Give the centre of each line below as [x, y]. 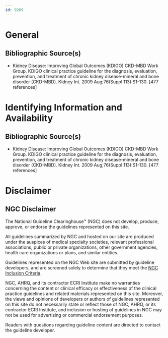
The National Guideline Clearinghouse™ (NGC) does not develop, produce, [82, 221]
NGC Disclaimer [31, 209]
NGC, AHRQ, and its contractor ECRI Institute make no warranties [73, 283]
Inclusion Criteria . [23, 273]
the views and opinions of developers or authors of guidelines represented [82, 299]
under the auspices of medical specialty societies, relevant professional [80, 242]
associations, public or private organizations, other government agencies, [81, 247]
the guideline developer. [30, 330]
